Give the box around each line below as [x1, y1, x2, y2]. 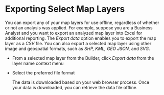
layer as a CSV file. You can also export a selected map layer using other [5, 40, 152, 46]
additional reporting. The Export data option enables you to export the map [5, 35, 157, 41]
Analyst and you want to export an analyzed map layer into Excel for [5, 30, 142, 36]
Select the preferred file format [12, 70, 75, 75]
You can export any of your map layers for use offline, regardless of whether [5, 20, 160, 25]
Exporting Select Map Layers [5, 3, 125, 15]
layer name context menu [12, 60, 64, 66]
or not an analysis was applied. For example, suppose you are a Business [5, 24, 153, 30]
